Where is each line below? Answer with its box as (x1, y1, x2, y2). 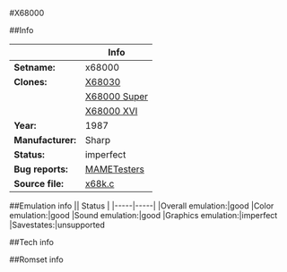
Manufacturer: (13, 134, 77, 146)
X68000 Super (84, 90, 149, 102)
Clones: (13, 76, 48, 88)
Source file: (13, 178, 65, 190)
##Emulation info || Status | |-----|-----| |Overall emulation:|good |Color (9, 200, 274, 211)
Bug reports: (13, 163, 69, 175)
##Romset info (9, 254, 65, 265)
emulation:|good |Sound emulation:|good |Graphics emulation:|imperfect (9, 210, 278, 220)
